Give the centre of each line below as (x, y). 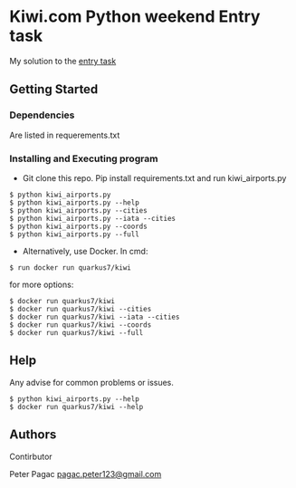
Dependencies (42, 115)
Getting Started (54, 89)
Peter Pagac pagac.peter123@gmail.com (86, 474)
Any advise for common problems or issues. (92, 382)
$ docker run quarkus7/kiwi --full (76, 332)
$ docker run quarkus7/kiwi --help (76, 407)
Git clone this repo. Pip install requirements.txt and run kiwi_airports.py (154, 177)
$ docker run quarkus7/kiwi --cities (81, 309)
